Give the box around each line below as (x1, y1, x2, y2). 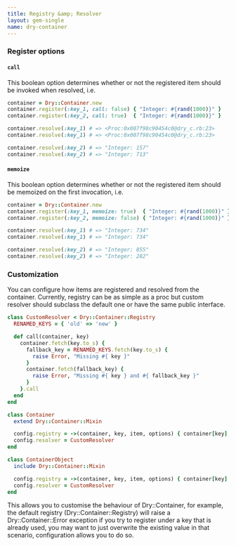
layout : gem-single (7, 17, 65, 24)
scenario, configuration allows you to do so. (7, 531, 134, 540)
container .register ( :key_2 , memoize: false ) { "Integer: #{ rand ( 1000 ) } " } (7, 214, 231, 221)
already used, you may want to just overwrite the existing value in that (7, 524, 210, 532)
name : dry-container (7, 23, 68, 30)
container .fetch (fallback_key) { (25, 366, 124, 373)
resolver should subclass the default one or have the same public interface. (7, 300, 226, 309)
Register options (7, 46, 65, 56)
